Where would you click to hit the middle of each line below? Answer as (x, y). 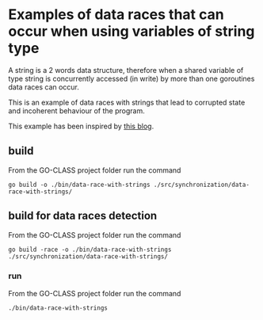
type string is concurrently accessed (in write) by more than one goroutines (131, 78)
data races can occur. (44, 87)
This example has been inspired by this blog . (81, 126)
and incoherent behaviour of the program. (76, 110)
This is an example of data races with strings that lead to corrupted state (127, 102)
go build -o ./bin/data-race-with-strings (79, 185)
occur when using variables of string (131, 31)
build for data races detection (83, 216)
